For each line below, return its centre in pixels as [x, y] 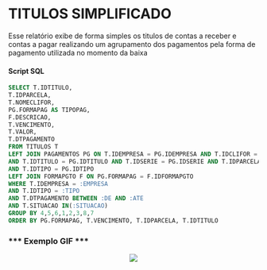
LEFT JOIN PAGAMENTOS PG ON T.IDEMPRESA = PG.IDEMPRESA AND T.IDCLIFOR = [133, 154]
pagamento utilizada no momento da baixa [78, 52]
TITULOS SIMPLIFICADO [90, 14]
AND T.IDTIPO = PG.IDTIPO [51, 169]
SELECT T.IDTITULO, [41, 88]
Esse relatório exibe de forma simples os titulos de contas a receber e [122, 36]
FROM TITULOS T [33, 147]
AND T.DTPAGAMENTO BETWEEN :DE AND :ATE [76, 199]
